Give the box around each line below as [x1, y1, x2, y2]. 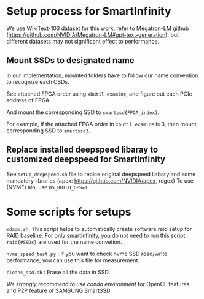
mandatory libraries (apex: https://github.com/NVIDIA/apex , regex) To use [6, 176, 194, 184]
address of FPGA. [6, 96, 51, 104]
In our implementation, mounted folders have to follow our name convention [6, 72, 198, 79]
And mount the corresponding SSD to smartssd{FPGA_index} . [6, 108, 160, 116]
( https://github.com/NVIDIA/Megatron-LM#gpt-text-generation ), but [6, 31, 179, 38]
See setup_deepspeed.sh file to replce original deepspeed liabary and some [6, 170, 196, 178]
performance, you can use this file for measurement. [6, 256, 140, 264]
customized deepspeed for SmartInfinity [6, 154, 166, 165]
